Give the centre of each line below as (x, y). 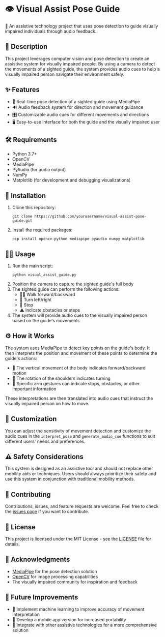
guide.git (22, 221)
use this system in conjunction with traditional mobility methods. (70, 479)
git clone (22, 216)
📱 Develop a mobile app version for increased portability (69, 619)
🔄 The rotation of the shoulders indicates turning (61, 378)
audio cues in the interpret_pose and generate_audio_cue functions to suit (80, 436)
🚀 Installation (26, 196)
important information (34, 389)
